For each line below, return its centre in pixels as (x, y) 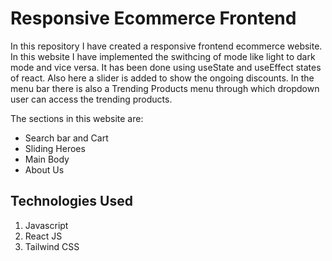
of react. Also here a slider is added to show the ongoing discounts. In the (162, 78)
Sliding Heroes (55, 148)
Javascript (46, 225)
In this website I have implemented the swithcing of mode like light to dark (163, 56)
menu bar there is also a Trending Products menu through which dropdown (165, 88)
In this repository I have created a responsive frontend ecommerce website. (166, 46)
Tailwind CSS (52, 246)
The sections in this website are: (77, 118)
